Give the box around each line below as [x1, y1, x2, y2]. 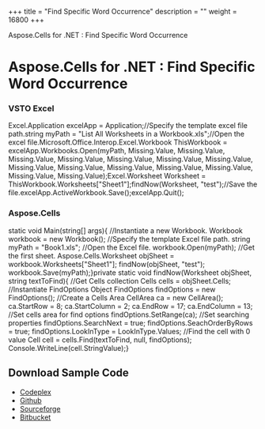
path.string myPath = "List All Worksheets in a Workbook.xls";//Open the [8, 130, 245, 139]
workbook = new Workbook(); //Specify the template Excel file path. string [8, 234, 251, 243]
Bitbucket [19, 412, 51, 422]
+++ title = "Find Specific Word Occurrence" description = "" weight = [8, 7, 237, 16]
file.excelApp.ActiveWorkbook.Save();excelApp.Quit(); [8, 188, 184, 198]
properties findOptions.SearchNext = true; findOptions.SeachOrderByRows [8, 318, 253, 327]
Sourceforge [19, 404, 61, 413]
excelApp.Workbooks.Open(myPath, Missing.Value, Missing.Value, [8, 146, 225, 156]
